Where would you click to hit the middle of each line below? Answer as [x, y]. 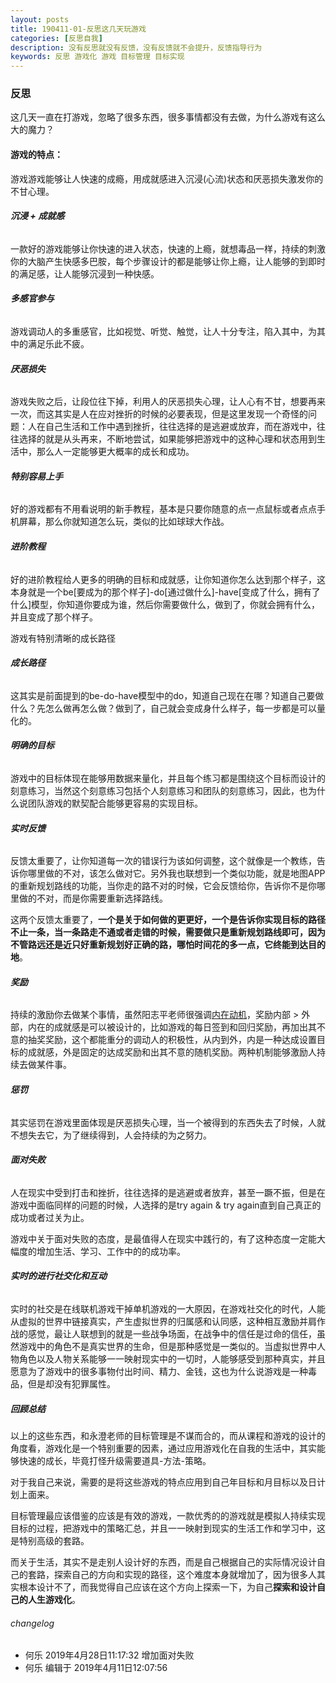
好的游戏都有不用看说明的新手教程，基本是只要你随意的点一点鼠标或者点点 [163, 509]
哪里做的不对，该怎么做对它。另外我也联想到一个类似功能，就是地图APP [176, 873]
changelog [32, 1623]
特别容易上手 [36, 476]
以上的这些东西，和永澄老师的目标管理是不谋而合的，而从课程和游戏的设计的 [168, 1436]
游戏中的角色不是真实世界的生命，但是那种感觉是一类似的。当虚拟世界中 [167, 1347]
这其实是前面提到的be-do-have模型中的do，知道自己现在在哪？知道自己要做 [167, 695]
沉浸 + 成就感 [37, 216]
